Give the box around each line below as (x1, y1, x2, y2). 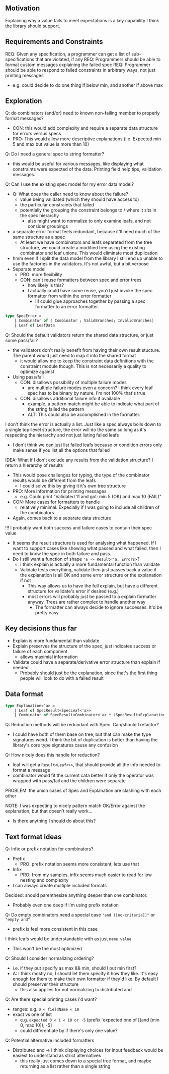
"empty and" (5, 917, 30, 923)
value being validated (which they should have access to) (20, 196, 139, 202)
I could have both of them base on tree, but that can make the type (12, 731, 151, 737)
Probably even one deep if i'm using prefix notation (12, 902, 119, 908)
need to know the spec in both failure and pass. (12, 551, 112, 557)
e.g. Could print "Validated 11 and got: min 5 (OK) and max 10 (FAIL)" (20, 494, 162, 500)
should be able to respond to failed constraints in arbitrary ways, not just (5, 67, 156, 73)
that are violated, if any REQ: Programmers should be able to (35, 56, 161, 62)
